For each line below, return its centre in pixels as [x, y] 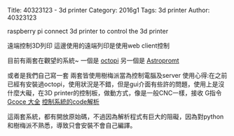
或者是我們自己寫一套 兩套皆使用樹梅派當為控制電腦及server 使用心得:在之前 [117, 75]
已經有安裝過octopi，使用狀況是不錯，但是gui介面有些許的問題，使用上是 [113, 84]
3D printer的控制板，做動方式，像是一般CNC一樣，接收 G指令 [133, 93]
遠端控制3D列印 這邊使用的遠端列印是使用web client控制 [89, 46]
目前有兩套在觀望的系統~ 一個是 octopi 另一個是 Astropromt [94, 60]
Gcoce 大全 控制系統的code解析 [54, 102]
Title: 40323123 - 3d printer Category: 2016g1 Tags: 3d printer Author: [109, 10]
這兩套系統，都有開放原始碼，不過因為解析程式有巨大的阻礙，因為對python [116, 116]
